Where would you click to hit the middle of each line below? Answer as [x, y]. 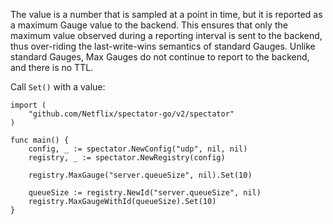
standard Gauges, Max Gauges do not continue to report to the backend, [160, 57]
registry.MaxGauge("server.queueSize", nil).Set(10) [140, 175]
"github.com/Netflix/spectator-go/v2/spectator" [131, 114]
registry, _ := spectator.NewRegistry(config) [127, 158]
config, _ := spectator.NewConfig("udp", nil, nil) [138, 149]
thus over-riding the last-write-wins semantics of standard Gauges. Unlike [163, 46]
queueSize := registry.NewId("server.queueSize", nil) [145, 193]
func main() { [40, 140]
